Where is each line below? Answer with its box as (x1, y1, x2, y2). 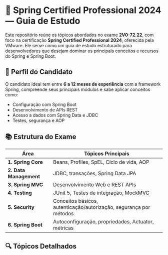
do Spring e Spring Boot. (5, 53, 56, 59)
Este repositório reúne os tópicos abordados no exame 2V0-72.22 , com (5, 32, 154, 38)
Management (7, 173, 40, 180)
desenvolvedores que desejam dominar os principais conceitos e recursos (5, 48, 159, 54)
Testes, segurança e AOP (12, 117, 65, 123)
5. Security (7, 203, 35, 210)
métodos (53, 210, 74, 217)
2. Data (7, 167, 25, 174)
